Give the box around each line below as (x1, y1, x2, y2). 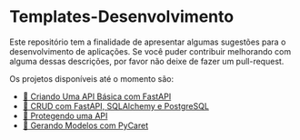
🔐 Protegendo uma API (22, 110, 108, 121)
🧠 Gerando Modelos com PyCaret (22, 120, 148, 131)
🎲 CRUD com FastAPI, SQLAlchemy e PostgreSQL (22, 100, 209, 111)
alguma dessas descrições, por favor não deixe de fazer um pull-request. (9, 55, 285, 66)
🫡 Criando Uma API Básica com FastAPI (22, 91, 172, 102)
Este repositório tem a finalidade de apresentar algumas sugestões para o (9, 36, 286, 47)
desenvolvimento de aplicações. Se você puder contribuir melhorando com (9, 45, 292, 56)
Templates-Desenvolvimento (9, 6, 235, 27)
